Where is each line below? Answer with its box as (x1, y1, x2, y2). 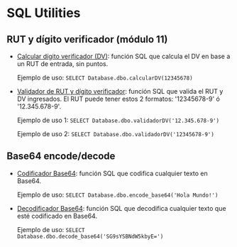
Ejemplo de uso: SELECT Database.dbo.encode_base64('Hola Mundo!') (16, 190, 219, 199)
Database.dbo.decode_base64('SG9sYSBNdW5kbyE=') (16, 233, 164, 240)
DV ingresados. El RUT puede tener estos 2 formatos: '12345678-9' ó (16, 94, 221, 103)
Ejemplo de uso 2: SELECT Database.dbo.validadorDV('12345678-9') (16, 130, 214, 138)
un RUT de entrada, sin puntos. (16, 60, 109, 68)
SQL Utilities (6, 5, 81, 21)
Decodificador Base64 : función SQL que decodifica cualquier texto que (16, 204, 226, 212)
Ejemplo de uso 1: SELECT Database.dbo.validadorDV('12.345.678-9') (16, 116, 220, 124)
